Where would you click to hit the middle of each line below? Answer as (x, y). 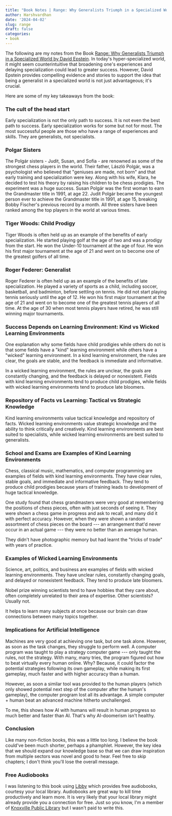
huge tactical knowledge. (32, 492)
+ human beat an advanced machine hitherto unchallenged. (68, 700)
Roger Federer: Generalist (38, 270)
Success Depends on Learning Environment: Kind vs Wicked (82, 327)
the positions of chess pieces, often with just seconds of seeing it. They (81, 508)
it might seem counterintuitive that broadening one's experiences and (79, 64)
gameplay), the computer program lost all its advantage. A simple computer (85, 694)
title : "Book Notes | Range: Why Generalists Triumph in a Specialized (83, 10)
